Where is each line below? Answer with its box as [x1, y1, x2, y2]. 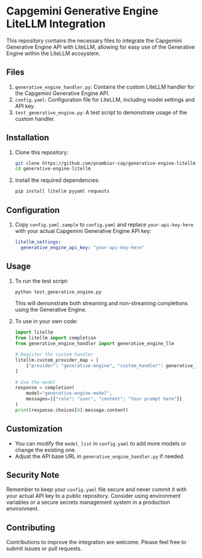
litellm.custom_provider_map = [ [14, 357, 99, 363]
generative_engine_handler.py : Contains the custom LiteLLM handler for [14, 83, 195, 90]
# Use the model [14, 379, 56, 385]
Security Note [6, 470, 60, 480]
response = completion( [14, 385, 75, 391]
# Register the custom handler [14, 352, 94, 358]
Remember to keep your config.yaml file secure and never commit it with [6, 486, 187, 493]
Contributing [6, 522, 55, 533]
